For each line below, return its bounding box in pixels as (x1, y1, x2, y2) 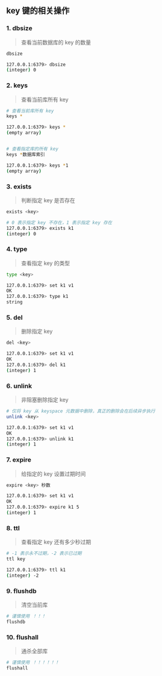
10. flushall (6, 633, 39, 641)
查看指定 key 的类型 (20, 259, 70, 267)
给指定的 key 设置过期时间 (20, 470, 86, 477)
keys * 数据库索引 (6, 151, 45, 158)
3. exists (6, 182, 32, 191)
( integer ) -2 (6, 572, 39, 578)
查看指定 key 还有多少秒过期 (20, 538, 92, 546)
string (6, 299, 23, 305)
